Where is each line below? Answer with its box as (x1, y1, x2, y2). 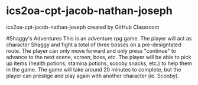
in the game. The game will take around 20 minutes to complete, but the (6, 66, 181, 73)
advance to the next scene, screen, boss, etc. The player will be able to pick (6, 53, 191, 60)
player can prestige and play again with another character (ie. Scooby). (6, 72, 179, 79)
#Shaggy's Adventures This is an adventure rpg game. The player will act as (6, 35, 192, 42)
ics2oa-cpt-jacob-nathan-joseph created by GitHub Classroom (6, 23, 160, 30)
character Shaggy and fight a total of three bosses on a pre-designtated (6, 41, 181, 48)
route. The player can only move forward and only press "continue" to (6, 47, 176, 54)
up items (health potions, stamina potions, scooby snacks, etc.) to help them (6, 60, 192, 67)
